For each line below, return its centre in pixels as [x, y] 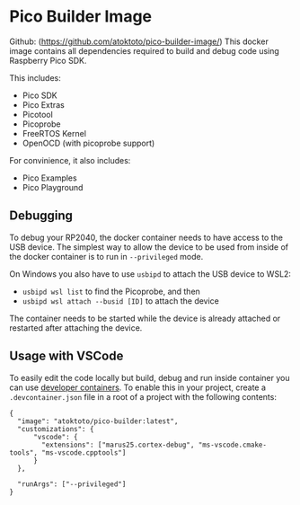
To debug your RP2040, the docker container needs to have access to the [146, 237]
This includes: [35, 77]
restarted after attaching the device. [76, 328]
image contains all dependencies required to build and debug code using [145, 50]
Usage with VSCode [66, 356]
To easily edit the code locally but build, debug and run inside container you [150, 377]
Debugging [41, 216]
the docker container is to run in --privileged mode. [106, 256]
